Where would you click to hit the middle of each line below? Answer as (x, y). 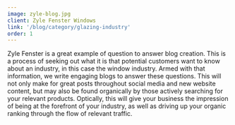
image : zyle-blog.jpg (39, 14)
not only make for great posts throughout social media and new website (112, 84)
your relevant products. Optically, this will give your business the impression (118, 99)
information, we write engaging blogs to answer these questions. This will (114, 76)
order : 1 (20, 34)
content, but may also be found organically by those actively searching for (115, 91)
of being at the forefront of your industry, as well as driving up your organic (117, 106)
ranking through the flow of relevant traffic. (70, 114)
